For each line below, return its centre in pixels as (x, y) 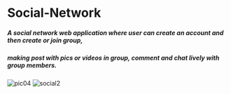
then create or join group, (45, 40)
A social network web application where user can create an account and (115, 32)
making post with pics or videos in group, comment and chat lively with (113, 58)
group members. (32, 65)
